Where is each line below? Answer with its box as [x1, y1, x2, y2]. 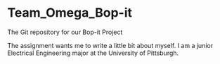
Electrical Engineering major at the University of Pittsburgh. [7, 49, 179, 57]
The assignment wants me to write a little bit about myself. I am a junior [7, 41, 213, 49]
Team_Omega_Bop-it [7, 5, 132, 21]
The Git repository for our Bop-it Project [7, 28, 123, 36]
